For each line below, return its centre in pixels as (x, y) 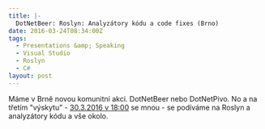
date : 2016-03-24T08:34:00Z (56, 31)
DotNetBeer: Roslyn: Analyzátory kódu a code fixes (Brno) (118, 23)
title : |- (25, 16)
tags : (17, 38)
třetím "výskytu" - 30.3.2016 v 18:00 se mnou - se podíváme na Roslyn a (130, 107)
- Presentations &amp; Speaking (71, 46)
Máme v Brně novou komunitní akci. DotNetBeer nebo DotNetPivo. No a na (133, 98)
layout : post (30, 76)
